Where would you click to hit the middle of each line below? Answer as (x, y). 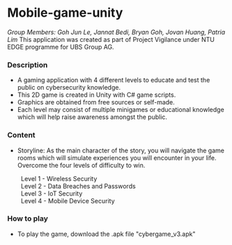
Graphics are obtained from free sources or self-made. (96, 102)
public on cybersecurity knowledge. (69, 88)
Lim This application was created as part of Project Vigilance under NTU (111, 39)
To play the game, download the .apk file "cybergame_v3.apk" (106, 234)
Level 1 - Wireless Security (59, 178)
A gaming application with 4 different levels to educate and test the (114, 80)
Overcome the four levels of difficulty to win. (81, 165)
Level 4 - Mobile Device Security (68, 200)
